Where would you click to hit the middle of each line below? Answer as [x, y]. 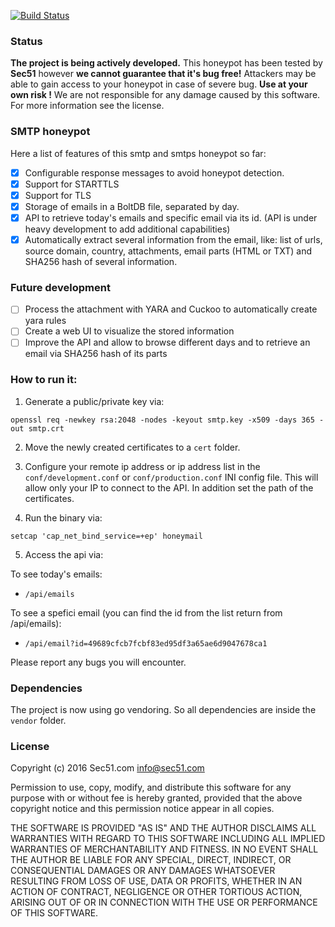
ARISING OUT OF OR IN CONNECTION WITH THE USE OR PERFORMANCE [164, 902]
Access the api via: [64, 554]
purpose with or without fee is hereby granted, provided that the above [156, 798]
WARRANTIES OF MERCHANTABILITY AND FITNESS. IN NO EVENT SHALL [164, 849]
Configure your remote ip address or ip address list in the [142, 466]
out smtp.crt [37, 428]
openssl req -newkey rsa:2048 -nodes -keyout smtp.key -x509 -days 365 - [167, 420]
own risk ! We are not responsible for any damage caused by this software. [165, 95]
